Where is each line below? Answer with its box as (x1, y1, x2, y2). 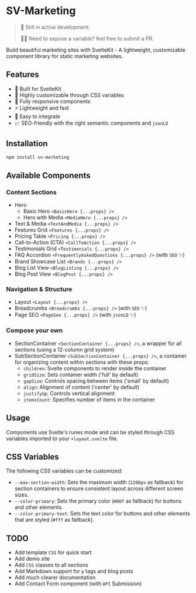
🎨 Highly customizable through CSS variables (14, 91, 124, 98)
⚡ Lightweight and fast (14, 104, 69, 111)
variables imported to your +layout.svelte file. (6, 435, 118, 442)
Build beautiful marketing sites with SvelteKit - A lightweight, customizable (6, 46, 185, 53)
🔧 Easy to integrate (14, 113, 60, 120)
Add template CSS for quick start (14, 549, 92, 556)
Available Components (6, 170, 91, 180)
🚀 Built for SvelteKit (14, 85, 61, 92)
